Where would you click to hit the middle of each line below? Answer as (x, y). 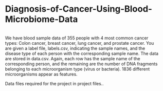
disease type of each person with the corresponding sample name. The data (82, 53)
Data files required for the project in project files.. (54, 83)
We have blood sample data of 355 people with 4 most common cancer (77, 38)
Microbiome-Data (41, 19)
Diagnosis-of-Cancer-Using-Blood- (79, 9)
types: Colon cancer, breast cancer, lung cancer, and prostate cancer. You (80, 43)
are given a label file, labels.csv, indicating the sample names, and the (75, 48)
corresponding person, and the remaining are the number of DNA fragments (81, 64)
